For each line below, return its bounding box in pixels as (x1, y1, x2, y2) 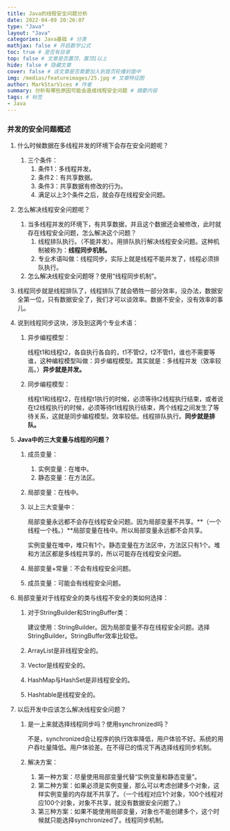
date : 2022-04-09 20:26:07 (7, 17, 85, 24)
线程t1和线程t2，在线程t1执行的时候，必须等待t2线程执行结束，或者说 (27, 395, 224, 403)
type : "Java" (7, 23, 45, 30)
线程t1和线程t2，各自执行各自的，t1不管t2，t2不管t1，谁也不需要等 (27, 348, 215, 356)
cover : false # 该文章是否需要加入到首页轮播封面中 (7, 68, 142, 75)
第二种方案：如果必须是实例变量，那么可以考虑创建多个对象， (37, 781, 214, 789)
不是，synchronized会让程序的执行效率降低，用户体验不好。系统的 (27, 735, 218, 743)
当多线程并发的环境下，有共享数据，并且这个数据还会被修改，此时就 (27, 220, 222, 228)
